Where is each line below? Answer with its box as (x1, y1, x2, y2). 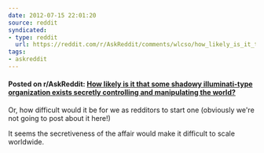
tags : (8, 48, 26, 56)
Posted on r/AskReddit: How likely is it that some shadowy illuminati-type (8, 79, 253, 89)
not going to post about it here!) (8, 114, 112, 123)
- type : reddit (8, 33, 58, 42)
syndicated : (8, 26, 47, 34)
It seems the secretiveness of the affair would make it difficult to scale (8, 129, 236, 138)
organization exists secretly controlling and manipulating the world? (8, 88, 236, 97)
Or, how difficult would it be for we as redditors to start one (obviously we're (8, 105, 255, 115)
